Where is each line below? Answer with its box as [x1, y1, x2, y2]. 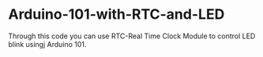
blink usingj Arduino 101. [8, 39, 87, 48]
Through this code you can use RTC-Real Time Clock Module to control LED [8, 31, 256, 41]
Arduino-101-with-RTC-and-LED [8, 5, 225, 23]
